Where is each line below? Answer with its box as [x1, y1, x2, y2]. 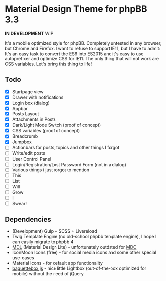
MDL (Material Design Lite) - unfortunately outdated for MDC [12, 244, 137, 250]
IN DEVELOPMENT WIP [5, 30, 54, 36]
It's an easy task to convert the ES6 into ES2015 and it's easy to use [5, 51, 144, 56]
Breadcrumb [12, 133, 38, 139]
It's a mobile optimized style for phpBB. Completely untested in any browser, [5, 40, 162, 46]
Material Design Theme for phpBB [5, 3, 147, 15]
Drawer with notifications [12, 94, 64, 100]
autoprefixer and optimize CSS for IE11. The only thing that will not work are [5, 56, 159, 61]
